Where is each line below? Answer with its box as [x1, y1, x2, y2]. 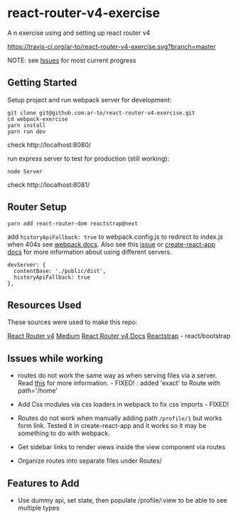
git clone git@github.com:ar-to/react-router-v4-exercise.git [7, 109, 195, 117]
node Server [7, 168, 43, 175]
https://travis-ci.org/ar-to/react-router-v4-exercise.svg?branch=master [7, 42, 217, 50]
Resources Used [7, 299, 82, 311]
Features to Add [7, 477, 80, 489]
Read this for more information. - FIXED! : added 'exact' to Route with [17, 379, 220, 387]
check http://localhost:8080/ [7, 140, 92, 149]
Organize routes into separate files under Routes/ [17, 456, 162, 465]
